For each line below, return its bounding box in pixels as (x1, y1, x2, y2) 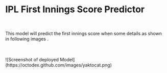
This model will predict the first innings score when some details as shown (5, 30, 162, 36)
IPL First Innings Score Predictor (5, 4, 145, 15)
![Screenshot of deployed (5, 56, 59, 62)
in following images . (5, 36, 49, 42)
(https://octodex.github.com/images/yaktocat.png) (5, 62, 112, 68)
